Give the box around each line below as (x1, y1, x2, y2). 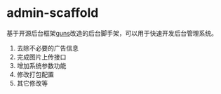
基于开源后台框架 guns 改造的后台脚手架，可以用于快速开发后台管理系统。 (6, 29, 218, 37)
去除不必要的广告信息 (16, 43, 79, 52)
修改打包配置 (16, 70, 54, 79)
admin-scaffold (6, 5, 99, 21)
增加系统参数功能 (16, 61, 67, 69)
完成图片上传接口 (16, 53, 67, 61)
